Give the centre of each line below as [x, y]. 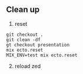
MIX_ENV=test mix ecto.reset [42, 55]
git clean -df [24, 40]
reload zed [28, 66]
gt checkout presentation [38, 45]
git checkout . [25, 35]
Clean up [23, 10]
